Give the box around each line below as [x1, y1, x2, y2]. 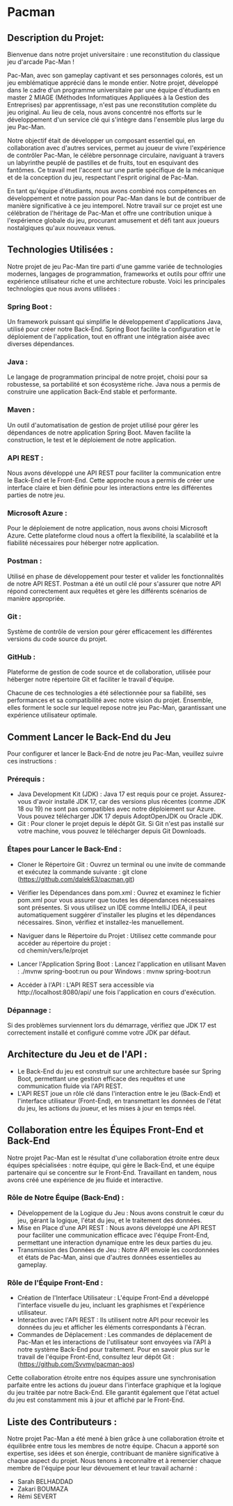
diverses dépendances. [7, 340, 74, 348]
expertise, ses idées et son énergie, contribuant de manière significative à [7, 1449, 219, 1457]
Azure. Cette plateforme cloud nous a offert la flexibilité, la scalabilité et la [7, 531, 219, 540]
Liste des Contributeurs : [7, 1416, 117, 1427]
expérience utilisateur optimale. [7, 711, 97, 720]
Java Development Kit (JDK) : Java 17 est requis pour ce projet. [17, 790, 199, 798]
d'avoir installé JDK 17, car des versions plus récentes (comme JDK [33, 797, 226, 806]
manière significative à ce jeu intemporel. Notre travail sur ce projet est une [7, 202, 223, 209]
